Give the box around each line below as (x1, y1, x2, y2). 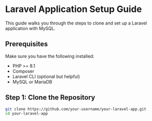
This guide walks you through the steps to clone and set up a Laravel (5, 20, 147, 26)
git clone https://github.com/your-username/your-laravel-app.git (5, 106, 146, 111)
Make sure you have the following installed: (5, 53, 94, 59)
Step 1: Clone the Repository (5, 93, 95, 102)
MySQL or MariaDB (12, 78, 52, 84)
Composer (12, 68, 34, 74)
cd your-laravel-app (5, 111, 48, 116)
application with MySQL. (5, 25, 56, 31)
